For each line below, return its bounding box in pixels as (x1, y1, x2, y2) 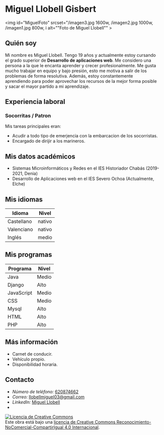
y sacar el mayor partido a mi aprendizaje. (5, 83, 90, 89)
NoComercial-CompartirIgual (5, 424, 64, 430)
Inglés (7, 234, 22, 241)
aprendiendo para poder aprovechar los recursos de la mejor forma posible (5, 78, 157, 84)
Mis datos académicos (5, 152, 76, 160)
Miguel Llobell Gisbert (5, 3, 96, 15)
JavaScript (7, 289, 33, 296)
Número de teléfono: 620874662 (12, 388, 79, 394)
